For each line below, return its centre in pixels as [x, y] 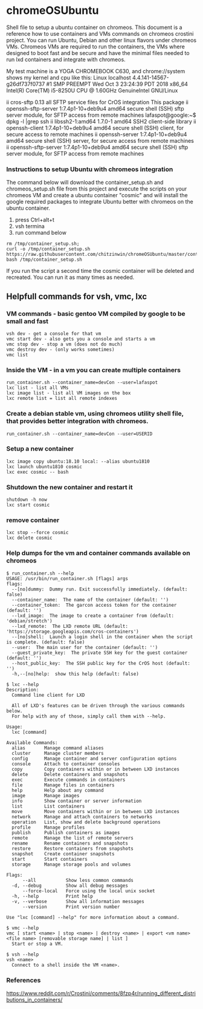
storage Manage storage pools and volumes [71, 864]
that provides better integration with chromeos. [78, 421]
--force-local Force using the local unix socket [89, 891]
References [24, 980]
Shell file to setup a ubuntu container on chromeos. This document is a [94, 27]
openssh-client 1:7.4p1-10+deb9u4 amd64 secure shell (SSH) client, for [95, 128]
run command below [40, 233]
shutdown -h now [27, 500]
